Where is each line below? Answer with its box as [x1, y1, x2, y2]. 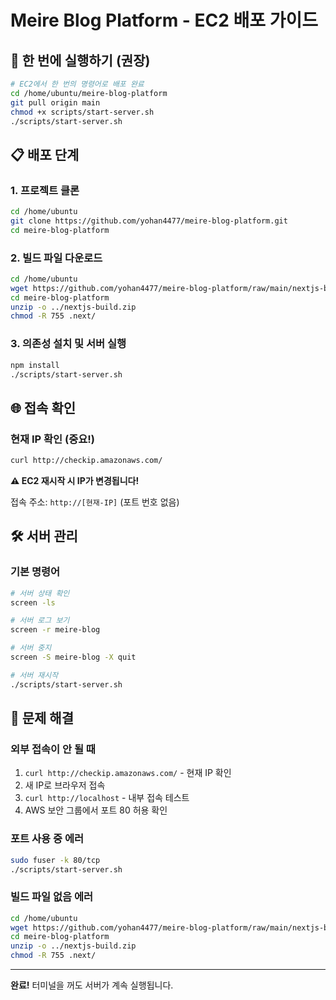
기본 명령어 [10, 565, 61, 579]
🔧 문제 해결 [10, 710, 75, 727]
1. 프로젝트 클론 [10, 183, 80, 197]
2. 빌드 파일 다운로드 [10, 251, 103, 265]
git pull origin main [10, 97, 101, 108]
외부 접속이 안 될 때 [10, 742, 96, 756]
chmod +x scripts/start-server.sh [10, 107, 155, 117]
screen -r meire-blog [10, 625, 101, 635]
